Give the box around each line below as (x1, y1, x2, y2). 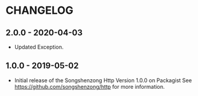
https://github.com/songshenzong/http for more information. (14, 83, 165, 90)
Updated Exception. (14, 43, 64, 50)
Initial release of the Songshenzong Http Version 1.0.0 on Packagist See (14, 76, 192, 84)
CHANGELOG (5, 4, 73, 17)
